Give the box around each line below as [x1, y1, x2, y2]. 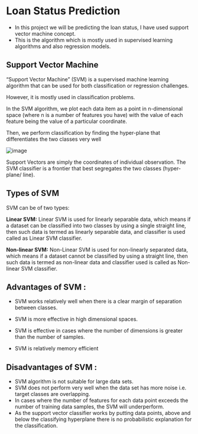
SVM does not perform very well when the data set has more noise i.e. [14, 384, 187, 391]
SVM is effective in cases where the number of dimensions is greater [14, 327, 183, 334]
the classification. [14, 422, 58, 429]
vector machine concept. [14, 30, 76, 37]
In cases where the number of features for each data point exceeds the [14, 397, 189, 404]
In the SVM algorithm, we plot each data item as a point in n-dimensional [6, 105, 183, 112]
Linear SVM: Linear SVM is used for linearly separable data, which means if [6, 216, 191, 223]
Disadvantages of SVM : [6, 362, 98, 372]
